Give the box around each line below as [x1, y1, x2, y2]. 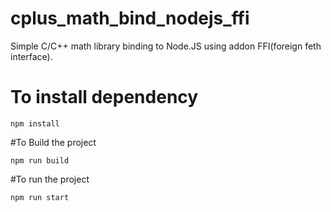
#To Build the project [10, 136, 97, 148]
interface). [10, 50, 53, 62]
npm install [10, 118, 60, 129]
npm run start [10, 192, 70, 202]
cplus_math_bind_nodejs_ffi [10, 7, 250, 30]
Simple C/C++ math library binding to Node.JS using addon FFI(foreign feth [10, 40, 322, 52]
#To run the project [10, 173, 90, 185]
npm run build [10, 155, 70, 166]
